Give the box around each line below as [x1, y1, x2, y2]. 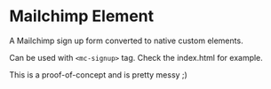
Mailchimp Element [9, 6, 155, 26]
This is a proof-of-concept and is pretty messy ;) [9, 69, 188, 80]
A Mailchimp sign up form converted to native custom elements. [9, 35, 243, 46]
